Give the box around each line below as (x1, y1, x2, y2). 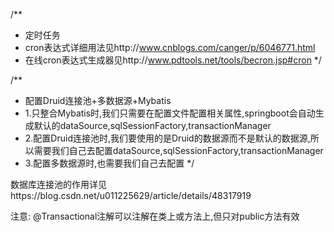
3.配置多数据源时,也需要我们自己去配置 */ (24, 157, 195, 169)
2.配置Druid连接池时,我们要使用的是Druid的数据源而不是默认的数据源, (24, 132, 311, 144)
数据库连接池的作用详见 (10, 179, 107, 190)
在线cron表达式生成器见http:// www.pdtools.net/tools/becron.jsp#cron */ (24, 54, 322, 66)
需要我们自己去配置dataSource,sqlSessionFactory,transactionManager (33, 145, 324, 156)
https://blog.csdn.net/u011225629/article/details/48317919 (10, 190, 252, 201)
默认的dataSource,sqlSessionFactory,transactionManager (33, 120, 272, 131)
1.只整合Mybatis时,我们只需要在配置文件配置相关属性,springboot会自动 (24, 107, 316, 119)
